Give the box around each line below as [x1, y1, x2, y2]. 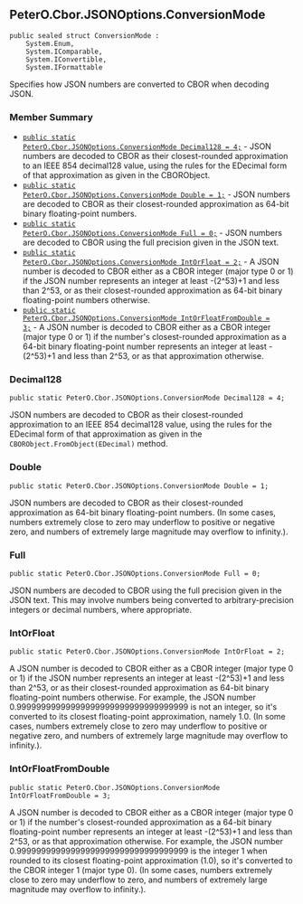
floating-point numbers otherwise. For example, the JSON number [9, 692, 256, 703]
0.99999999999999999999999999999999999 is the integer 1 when [9, 845, 268, 856]
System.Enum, [25, 39, 75, 48]
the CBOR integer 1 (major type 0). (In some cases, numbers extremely [9, 864, 273, 875]
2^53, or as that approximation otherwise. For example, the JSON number [9, 835, 283, 846]
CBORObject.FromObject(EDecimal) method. [9, 438, 169, 449]
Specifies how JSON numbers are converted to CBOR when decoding [9, 79, 270, 89]
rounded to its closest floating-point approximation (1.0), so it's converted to [9, 854, 293, 866]
